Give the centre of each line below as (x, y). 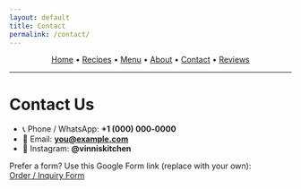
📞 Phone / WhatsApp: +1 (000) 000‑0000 (99, 129)
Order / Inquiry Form (47, 176)
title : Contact (38, 26)
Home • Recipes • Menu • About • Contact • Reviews (150, 60)
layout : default (39, 17)
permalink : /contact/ (50, 34)
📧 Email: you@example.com (75, 139)
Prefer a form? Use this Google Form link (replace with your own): (130, 166)
